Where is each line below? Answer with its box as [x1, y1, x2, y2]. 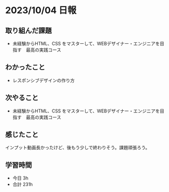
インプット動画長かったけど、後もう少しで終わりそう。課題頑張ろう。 [5, 145, 150, 151]
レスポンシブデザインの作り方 [12, 77, 75, 83]
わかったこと [5, 63, 45, 72]
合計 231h [12, 181, 33, 187]
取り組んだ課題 [5, 26, 52, 35]
